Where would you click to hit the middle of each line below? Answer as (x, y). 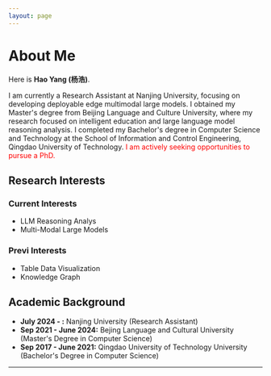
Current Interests (43, 203)
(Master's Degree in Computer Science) (86, 339)
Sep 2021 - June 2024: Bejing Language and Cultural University (127, 330)
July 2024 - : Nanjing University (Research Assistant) (109, 322)
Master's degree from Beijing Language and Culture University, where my (131, 112)
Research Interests (57, 180)
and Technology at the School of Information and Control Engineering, (125, 138)
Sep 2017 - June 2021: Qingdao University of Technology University (133, 347)
